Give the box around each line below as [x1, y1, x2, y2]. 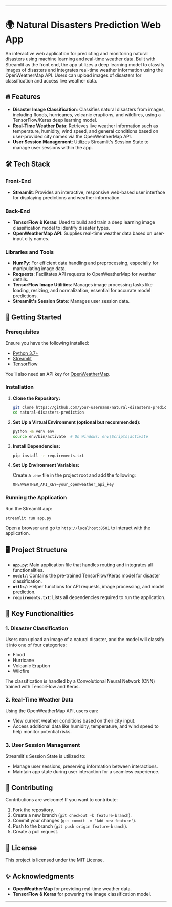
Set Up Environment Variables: [12, 462, 80, 468]
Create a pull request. [12, 829, 59, 835]
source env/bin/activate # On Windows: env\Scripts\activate [12, 434, 148, 439]
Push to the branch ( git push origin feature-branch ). [12, 823, 128, 829]
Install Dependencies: [12, 443, 60, 449]
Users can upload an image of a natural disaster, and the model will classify [5, 636, 165, 643]
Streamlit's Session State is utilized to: [5, 753, 86, 759]
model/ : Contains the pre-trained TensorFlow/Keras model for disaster [12, 572, 160, 579]
